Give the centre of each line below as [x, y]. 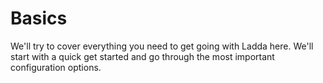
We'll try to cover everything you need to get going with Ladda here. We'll [162, 46]
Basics [39, 18]
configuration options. [56, 67]
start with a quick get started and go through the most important [142, 56]
